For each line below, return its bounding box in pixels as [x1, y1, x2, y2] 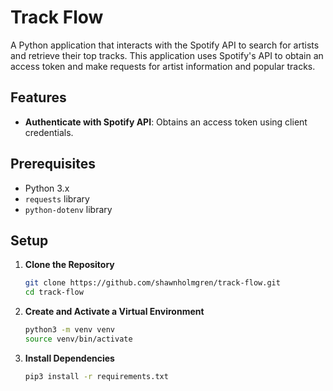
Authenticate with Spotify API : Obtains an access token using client [24, 116, 308, 128]
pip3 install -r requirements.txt [24, 371, 169, 381]
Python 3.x [24, 182, 70, 194]
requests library [24, 192, 90, 205]
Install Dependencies [24, 352, 115, 364]
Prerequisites [10, 156, 96, 173]
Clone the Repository [24, 259, 115, 271]
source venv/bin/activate [24, 334, 133, 344]
